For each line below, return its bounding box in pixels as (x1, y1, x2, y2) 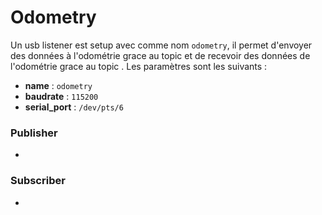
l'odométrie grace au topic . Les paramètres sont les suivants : (10, 60, 268, 72)
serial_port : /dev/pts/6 (24, 101, 124, 113)
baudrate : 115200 (24, 90, 99, 102)
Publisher (10, 126, 58, 140)
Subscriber (10, 174, 66, 188)
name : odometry (24, 79, 93, 91)
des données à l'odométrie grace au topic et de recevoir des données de (10, 49, 311, 61)
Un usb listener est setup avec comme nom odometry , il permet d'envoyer (10, 39, 313, 51)
